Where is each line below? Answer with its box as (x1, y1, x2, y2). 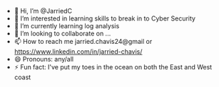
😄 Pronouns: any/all (14, 55, 73, 63)
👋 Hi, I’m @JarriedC (14, 7, 73, 15)
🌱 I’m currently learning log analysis (14, 22, 120, 30)
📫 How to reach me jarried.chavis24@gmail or (14, 37, 153, 45)
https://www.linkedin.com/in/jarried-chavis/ (14, 47, 143, 56)
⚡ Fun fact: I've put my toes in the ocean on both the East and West (14, 63, 213, 71)
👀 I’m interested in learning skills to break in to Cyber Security (14, 14, 196, 23)
